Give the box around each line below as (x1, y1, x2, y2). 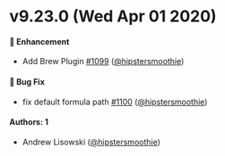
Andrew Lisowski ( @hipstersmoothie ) (22, 136, 161, 147)
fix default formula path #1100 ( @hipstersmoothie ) (22, 96, 208, 107)
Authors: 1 (9, 117, 49, 127)
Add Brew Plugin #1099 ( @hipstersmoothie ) (22, 56, 185, 67)
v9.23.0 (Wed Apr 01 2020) (9, 6, 217, 27)
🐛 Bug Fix (9, 76, 45, 86)
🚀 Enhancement (9, 36, 70, 46)
